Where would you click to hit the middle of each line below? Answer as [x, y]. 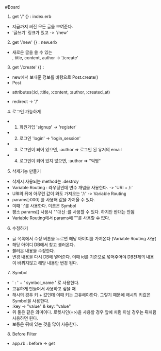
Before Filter [24, 334]
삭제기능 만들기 [26, 171]
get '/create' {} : [28, 67]
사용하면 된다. [25, 318]
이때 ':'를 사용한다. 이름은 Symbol [44, 206]
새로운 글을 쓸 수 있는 [32, 52]
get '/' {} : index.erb [32, 16]
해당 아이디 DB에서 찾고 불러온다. [43, 245]
